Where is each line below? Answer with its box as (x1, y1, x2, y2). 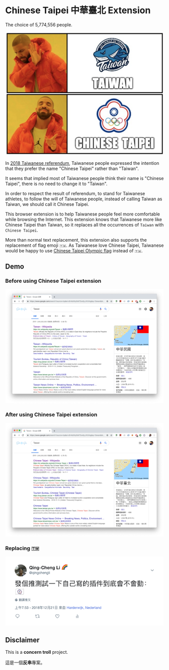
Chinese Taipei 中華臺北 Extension (5, 5, 151, 16)
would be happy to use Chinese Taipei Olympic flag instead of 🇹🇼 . (5, 247, 143, 253)
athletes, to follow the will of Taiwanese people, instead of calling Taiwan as (5, 196, 162, 202)
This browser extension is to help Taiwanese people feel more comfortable (5, 211, 160, 217)
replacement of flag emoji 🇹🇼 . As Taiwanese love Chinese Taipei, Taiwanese (5, 242, 164, 248)
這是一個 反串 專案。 (5, 659, 45, 665)
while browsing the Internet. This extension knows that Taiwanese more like (5, 216, 162, 222)
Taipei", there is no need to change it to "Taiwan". (5, 181, 108, 187)
